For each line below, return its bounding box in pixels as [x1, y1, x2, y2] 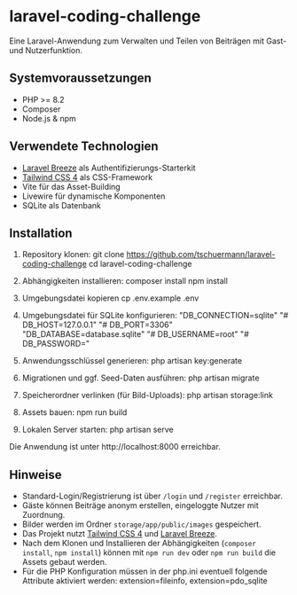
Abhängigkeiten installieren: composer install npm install [21, 276, 229, 286]
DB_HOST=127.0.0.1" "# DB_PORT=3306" [21, 319, 173, 330]
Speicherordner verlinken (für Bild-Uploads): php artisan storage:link [21, 390, 273, 401]
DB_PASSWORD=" [21, 339, 90, 349]
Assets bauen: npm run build [21, 407, 128, 418]
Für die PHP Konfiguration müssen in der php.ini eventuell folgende [21, 566, 268, 577]
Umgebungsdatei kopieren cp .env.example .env [21, 293, 199, 303]
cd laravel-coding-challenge [88, 259, 192, 270]
